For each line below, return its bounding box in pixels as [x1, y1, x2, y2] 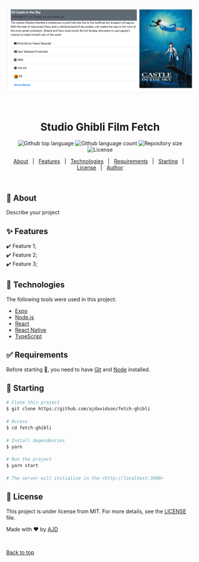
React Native [14, 326, 46, 333]
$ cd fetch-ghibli [6, 425, 52, 431]
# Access [6, 419, 28, 425]
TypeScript [14, 333, 42, 340]
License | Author [76, 164, 124, 171]
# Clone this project [6, 400, 60, 406]
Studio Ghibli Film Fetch [40, 120, 160, 134]
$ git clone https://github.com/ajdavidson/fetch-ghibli [6, 406, 151, 412]
